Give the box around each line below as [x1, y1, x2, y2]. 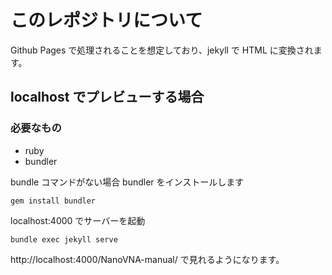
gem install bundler [10, 196, 97, 206]
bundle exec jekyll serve [10, 234, 118, 245]
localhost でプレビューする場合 [10, 89, 205, 106]
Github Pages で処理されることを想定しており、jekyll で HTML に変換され [10, 44, 314, 56]
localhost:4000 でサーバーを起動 [10, 214, 146, 226]
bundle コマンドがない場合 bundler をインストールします [10, 176, 245, 188]
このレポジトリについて [10, 9, 203, 32]
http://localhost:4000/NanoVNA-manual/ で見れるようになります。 [10, 253, 285, 265]
